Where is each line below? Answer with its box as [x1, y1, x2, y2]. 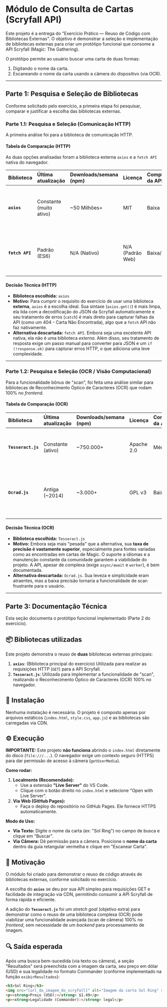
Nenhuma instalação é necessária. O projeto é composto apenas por [5, 709, 146, 715]
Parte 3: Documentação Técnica [5, 602, 107, 610]
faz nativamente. [12, 325, 48, 331]
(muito [37, 204, 53, 211]
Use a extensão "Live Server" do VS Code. [20, 782, 109, 788]
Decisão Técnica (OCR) [5, 525, 55, 531]
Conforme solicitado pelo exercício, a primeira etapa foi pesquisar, [5, 103, 142, 109]
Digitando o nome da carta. [12, 65, 69, 71]
